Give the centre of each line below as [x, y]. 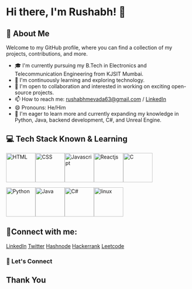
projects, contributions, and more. [47, 54]
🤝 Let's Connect [29, 261]
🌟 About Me [28, 34]
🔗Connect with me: [42, 232]
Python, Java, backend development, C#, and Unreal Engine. [88, 120]
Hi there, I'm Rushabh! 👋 [66, 12]
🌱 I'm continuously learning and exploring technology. [80, 80]
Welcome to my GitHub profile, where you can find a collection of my [89, 47]
